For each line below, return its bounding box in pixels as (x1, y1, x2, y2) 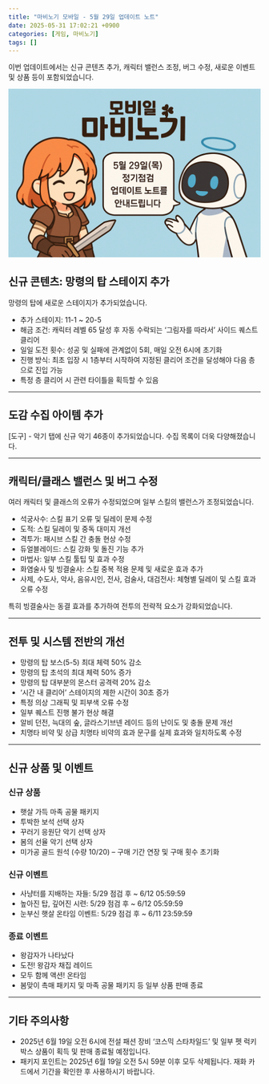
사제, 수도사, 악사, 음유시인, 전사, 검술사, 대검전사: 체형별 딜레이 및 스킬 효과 (19, 574, 256, 584)
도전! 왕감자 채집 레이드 (19, 960, 94, 970)
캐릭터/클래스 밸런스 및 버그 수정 (8, 474, 159, 488)
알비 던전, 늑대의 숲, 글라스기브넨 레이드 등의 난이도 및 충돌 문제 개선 (19, 718, 234, 728)
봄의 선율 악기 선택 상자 (19, 837, 94, 846)
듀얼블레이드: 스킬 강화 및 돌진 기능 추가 (19, 544, 144, 554)
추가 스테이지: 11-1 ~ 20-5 (19, 315, 102, 324)
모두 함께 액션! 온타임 (19, 971, 86, 980)
